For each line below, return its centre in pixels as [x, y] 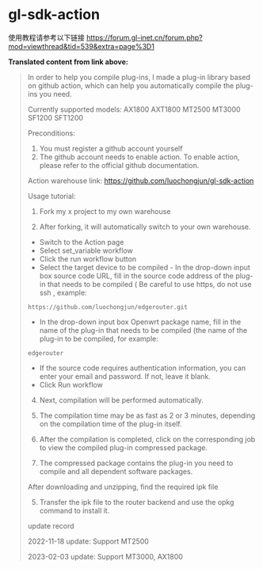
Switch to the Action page [82, 242]
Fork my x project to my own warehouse [105, 211]
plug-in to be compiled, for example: [99, 338]
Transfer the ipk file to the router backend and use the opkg [137, 502]
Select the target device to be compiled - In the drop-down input [145, 267]
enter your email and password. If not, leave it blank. [125, 376]
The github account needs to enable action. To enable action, [139, 157]
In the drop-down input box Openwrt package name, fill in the [140, 322]
